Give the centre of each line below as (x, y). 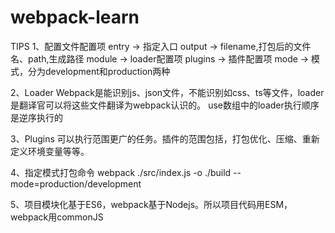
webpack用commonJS (57, 217)
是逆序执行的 (36, 117)
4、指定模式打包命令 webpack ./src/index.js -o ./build (121, 172)
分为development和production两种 (99, 71)
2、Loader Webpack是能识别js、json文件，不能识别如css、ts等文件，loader (167, 92)
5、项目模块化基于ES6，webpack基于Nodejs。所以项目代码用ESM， (151, 204)
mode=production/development (76, 183)
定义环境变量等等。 (50, 151)
